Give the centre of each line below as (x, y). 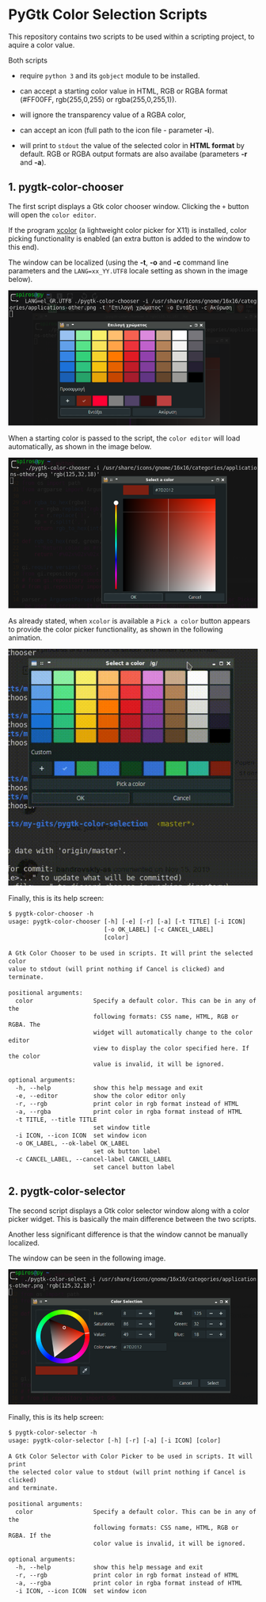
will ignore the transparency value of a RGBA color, (103, 114)
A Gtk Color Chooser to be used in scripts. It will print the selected (131, 953)
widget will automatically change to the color (173, 1032)
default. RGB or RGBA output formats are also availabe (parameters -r (133, 154)
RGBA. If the (30, 1536)
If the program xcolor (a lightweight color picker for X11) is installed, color (127, 230)
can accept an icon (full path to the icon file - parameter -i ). (117, 130)
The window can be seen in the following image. (87, 1258)
